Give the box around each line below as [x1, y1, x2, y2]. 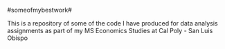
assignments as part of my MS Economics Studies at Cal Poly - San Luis [7, 27, 213, 35]
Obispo [7, 34, 28, 42]
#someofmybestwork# [7, 6, 73, 14]
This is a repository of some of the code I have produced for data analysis [7, 19, 218, 27]
